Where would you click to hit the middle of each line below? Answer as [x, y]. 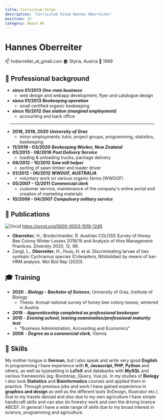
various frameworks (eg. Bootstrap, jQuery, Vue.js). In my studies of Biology [82, 376]
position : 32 [18, 19]
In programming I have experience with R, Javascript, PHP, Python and [77, 366]
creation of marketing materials [51, 194]
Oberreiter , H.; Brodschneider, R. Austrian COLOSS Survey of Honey [81, 236]
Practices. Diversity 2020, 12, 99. [46, 246]
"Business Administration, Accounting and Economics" [75, 328]
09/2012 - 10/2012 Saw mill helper [48, 163]
